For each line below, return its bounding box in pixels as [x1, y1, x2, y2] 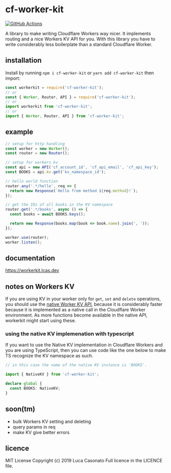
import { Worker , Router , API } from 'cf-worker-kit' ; [5, 114, 125, 119]
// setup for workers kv [5, 160, 58, 165]
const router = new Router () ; [5, 151, 70, 156]
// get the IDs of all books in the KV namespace [5, 202, 113, 208]
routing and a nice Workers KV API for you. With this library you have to [5, 36, 156, 42]
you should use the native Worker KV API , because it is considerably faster [5, 301, 163, 307]
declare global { [5, 381, 42, 387]
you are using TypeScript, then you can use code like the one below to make [5, 347, 166, 353]
